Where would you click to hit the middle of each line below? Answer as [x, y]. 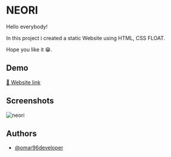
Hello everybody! [27, 27]
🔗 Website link [24, 82]
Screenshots [30, 101]
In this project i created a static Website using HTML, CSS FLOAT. [86, 38]
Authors [22, 133]
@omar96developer [39, 148]
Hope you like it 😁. [29, 49]
